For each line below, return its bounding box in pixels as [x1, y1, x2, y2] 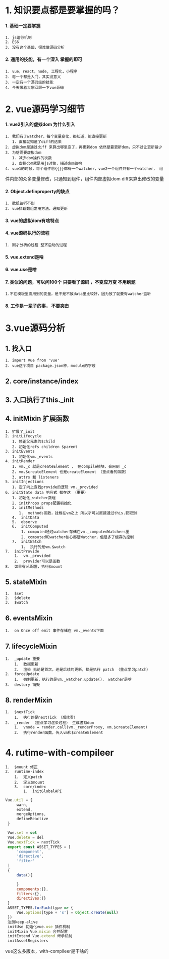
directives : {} [16, 896, 46, 901]
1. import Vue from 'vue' [5, 358, 60, 363]
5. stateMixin [5, 577, 47, 586]
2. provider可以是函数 [14, 559, 61, 564]
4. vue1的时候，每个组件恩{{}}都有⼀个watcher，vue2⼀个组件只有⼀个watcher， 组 [5, 166, 163, 171]
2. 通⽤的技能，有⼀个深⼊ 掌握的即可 [5, 56, 82, 62]
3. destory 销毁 [5, 682, 40, 687]
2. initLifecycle [5, 433, 42, 438]
